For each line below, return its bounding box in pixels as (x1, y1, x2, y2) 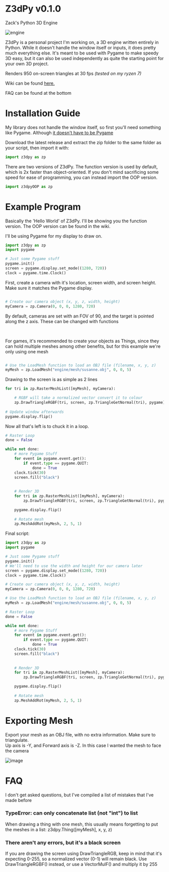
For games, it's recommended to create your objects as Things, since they (5, 338, 159, 344)
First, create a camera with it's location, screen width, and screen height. (5, 279, 156, 285)
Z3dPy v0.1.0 (5, 3, 61, 15)
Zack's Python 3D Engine (5, 20, 58, 26)
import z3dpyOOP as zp (5, 184, 53, 189)
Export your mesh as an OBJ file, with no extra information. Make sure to (5, 731, 156, 737)
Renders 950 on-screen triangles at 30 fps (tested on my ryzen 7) (5, 70, 142, 76)
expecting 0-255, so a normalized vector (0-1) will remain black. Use (5, 856, 147, 862)
